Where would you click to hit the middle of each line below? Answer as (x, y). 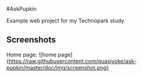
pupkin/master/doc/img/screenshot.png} (58, 67)
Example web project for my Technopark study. (66, 20)
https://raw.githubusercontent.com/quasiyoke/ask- (72, 61)
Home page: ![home (31, 54)
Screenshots (31, 40)
